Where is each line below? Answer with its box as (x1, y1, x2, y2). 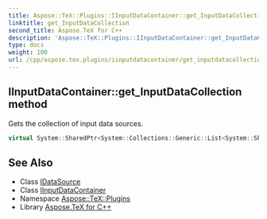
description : (8, 33, 52, 42)
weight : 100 (8, 48, 48, 56)
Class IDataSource (19, 177, 81, 186)
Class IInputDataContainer (19, 186, 106, 195)
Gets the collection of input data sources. (8, 118, 144, 128)
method (8, 98, 48, 111)
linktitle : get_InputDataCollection (8, 19, 130, 27)
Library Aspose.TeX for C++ (19, 202, 112, 212)
